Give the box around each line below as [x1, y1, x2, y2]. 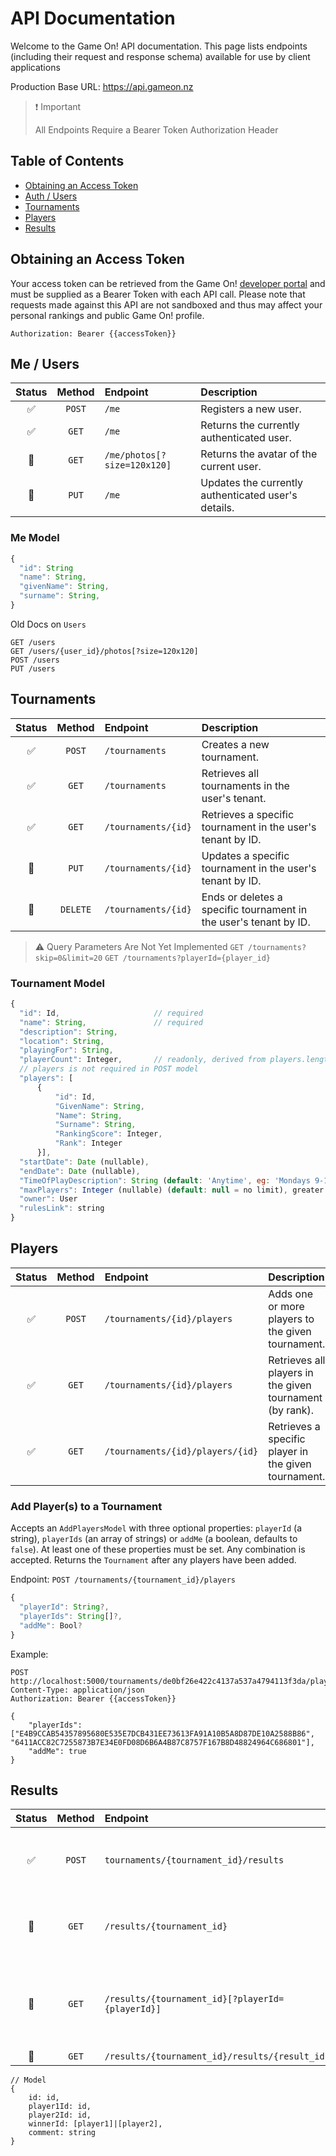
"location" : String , [19, 1036, 105, 1046]
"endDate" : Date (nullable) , [19, 1166, 141, 1176]
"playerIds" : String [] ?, [19, 1611, 123, 1621]
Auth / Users [24, 190, 78, 202]
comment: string [28, 2128, 97, 2138]
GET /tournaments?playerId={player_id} [104, 953, 271, 963]
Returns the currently [200, 418, 300, 432]
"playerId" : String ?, [19, 1602, 110, 1612]
